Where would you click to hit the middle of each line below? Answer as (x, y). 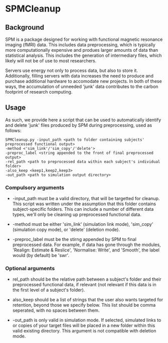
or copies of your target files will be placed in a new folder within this (84, 325)
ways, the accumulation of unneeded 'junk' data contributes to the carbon (82, 87)
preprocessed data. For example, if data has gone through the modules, (87, 245)
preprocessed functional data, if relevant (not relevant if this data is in (84, 285)
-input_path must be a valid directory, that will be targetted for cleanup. (86, 199)
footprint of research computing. (39, 92)
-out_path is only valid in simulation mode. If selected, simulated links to (87, 320)
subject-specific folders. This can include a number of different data (83, 209)
